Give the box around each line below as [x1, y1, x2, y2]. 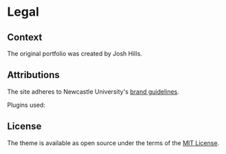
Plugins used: [7, 101, 46, 109]
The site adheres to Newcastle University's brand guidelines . [7, 87, 180, 96]
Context [7, 31, 43, 43]
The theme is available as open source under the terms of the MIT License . [7, 138, 220, 147]
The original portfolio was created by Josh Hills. [7, 49, 143, 57]
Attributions [7, 69, 60, 81]
